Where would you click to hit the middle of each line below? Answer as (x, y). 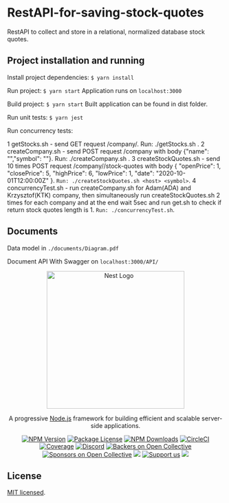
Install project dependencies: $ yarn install (70, 77)
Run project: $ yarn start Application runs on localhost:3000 (95, 90)
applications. (122, 425)
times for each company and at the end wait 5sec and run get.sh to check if (115, 202)
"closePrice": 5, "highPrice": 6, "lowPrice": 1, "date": (81, 173)
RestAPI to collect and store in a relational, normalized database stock (106, 32)
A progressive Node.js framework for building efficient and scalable (105, 418)
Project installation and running (76, 61)
